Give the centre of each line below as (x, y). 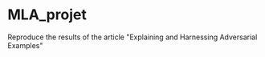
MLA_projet (47, 15)
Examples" (25, 45)
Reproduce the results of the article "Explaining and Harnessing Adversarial (132, 37)
